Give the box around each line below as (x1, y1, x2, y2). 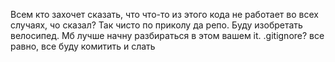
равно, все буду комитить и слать (10, 40, 156, 52)
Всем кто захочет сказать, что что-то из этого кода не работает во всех (10, 9, 319, 20)
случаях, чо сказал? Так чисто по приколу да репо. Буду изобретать (10, 19, 303, 31)
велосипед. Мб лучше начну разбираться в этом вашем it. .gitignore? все (10, 30, 325, 41)
